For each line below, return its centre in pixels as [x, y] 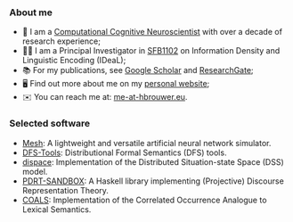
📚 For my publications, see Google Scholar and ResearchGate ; [138, 70]
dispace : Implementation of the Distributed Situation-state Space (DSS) [153, 161]
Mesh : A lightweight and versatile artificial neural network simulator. [146, 143]
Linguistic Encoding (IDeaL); [74, 61]
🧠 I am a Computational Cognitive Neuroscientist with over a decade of [152, 32]
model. [35, 171]
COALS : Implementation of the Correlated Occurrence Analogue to [144, 200]
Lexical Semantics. [57, 209]
